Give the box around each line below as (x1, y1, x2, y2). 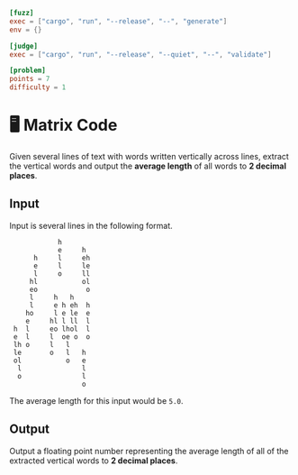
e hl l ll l (25, 316, 91, 325)
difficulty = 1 (9, 83, 67, 92)
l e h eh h (29, 300, 91, 310)
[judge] (9, 41, 39, 50)
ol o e (13, 356, 87, 365)
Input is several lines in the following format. (9, 220, 173, 231)
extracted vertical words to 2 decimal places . (9, 455, 178, 466)
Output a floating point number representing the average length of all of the (9, 445, 289, 456)
